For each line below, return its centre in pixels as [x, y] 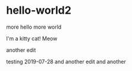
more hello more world [34, 27]
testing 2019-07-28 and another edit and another [66, 61]
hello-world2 [39, 10]
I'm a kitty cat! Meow [32, 38]
